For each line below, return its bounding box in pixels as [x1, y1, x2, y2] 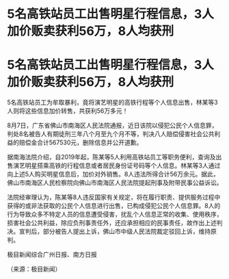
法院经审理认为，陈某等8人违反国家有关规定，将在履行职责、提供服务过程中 [7, 193, 221, 202]
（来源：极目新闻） [7, 265, 62, 274]
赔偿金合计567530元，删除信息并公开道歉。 [18, 138, 143, 147]
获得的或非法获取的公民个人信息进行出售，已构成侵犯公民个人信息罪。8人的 [7, 202, 221, 210]
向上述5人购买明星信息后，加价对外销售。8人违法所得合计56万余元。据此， [7, 170, 219, 178]
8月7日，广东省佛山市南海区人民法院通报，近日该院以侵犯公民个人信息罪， [7, 121, 218, 130]
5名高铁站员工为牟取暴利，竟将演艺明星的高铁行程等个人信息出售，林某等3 [7, 98, 218, 107]
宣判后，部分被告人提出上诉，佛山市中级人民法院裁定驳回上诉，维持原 [18, 227, 217, 236]
